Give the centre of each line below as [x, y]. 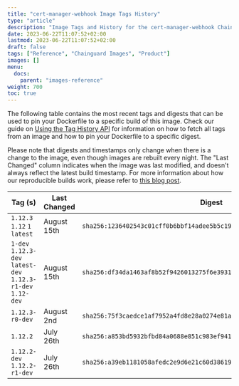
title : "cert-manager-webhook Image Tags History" [84, 14]
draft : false [27, 47]
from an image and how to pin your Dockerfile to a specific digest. [104, 137]
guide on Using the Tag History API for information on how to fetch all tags [116, 129]
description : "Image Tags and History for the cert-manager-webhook [111, 27]
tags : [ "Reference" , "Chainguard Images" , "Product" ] [89, 54]
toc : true [22, 93]
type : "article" [31, 21]
